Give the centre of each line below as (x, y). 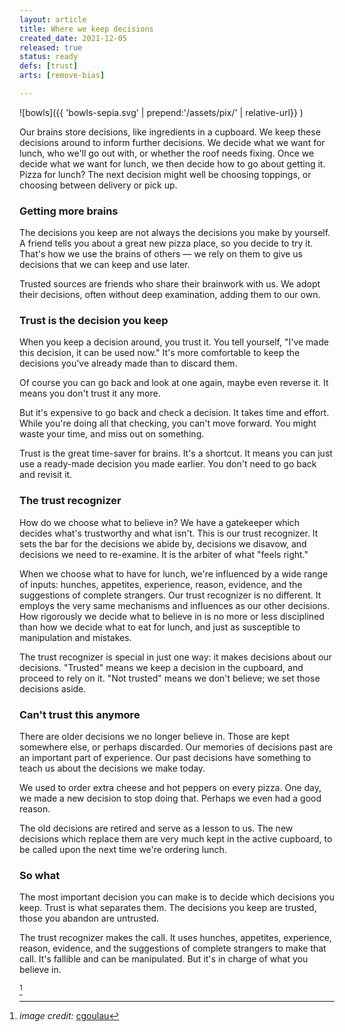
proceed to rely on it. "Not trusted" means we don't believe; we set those (170, 678)
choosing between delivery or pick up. (98, 185)
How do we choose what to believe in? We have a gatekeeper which (160, 522)
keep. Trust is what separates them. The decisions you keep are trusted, (168, 908)
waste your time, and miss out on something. (112, 434)
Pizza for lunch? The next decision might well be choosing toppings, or (165, 174)
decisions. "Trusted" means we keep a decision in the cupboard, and (161, 667)
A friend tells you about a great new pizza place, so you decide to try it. (166, 243)
